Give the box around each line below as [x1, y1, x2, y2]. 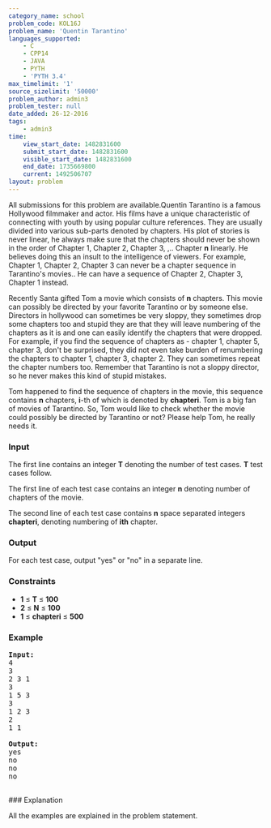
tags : [8, 118, 27, 126]
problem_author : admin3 [8, 95, 89, 103]
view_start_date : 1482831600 [23, 139, 121, 148]
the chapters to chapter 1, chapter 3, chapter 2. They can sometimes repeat [8, 354, 260, 363]
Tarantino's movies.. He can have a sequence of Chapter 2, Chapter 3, [8, 268, 243, 278]
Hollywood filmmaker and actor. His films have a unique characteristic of [8, 208, 251, 218]
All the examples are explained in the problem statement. [8, 811, 198, 821]
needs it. [8, 421, 38, 431]
